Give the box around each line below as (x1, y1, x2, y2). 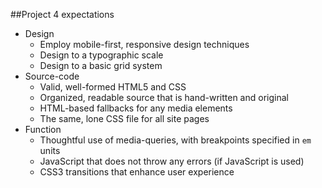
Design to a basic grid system (39, 60, 163, 71)
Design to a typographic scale (39, 49, 164, 61)
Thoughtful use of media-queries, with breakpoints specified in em (39, 134, 312, 146)
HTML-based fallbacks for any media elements (39, 102, 233, 114)
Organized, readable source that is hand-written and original (39, 92, 289, 103)
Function (24, 124, 62, 135)
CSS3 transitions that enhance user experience (39, 166, 235, 178)
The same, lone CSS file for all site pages (39, 113, 210, 124)
